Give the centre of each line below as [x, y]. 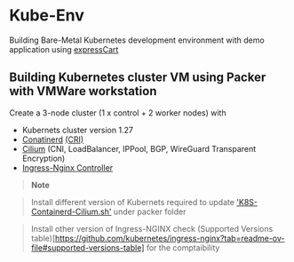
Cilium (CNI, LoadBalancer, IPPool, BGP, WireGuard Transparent [139, 148]
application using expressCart [64, 49]
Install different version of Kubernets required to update [133, 202]
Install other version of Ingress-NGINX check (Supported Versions [152, 228]
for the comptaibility [183, 247]
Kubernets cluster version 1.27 [77, 130]
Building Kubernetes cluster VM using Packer [138, 78]
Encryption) [44, 158]
